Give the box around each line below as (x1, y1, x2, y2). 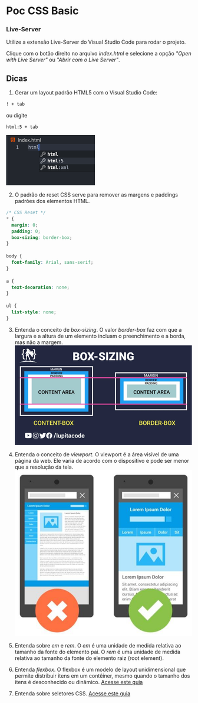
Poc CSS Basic (6, 4, 79, 18)
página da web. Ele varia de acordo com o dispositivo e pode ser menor (14, 457, 190, 464)
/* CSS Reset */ (6, 210, 46, 216)
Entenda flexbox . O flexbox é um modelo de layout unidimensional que (14, 666, 186, 673)
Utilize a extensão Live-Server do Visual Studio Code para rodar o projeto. (6, 38, 186, 45)
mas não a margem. (14, 338, 63, 346)
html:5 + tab (6, 124, 38, 130)
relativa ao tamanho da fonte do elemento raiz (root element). (14, 655, 164, 662)
